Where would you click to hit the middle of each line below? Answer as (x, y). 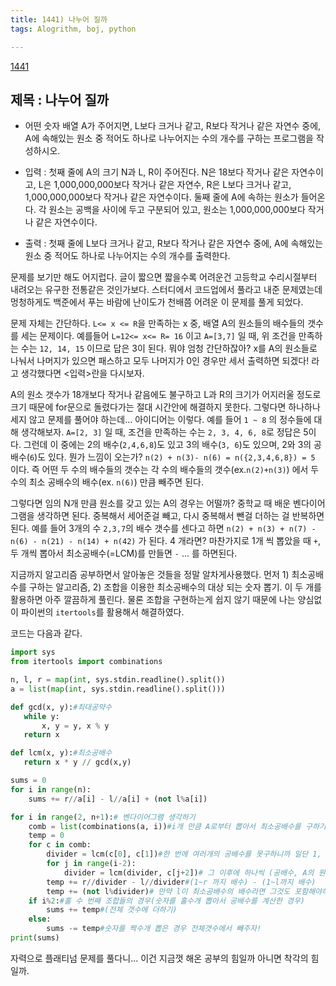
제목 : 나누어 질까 (60, 99)
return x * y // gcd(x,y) (77, 762)
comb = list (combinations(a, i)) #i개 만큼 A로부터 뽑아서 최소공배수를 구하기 (177, 826)
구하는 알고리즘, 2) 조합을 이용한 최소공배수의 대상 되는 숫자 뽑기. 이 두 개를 (175, 587)
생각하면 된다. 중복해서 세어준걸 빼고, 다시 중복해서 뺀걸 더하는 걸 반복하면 (180, 516)
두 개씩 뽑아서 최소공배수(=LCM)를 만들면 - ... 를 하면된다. (124, 553)
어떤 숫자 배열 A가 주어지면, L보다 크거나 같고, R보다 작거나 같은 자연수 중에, (173, 126)
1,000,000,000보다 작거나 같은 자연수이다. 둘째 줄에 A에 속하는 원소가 (161, 197)
